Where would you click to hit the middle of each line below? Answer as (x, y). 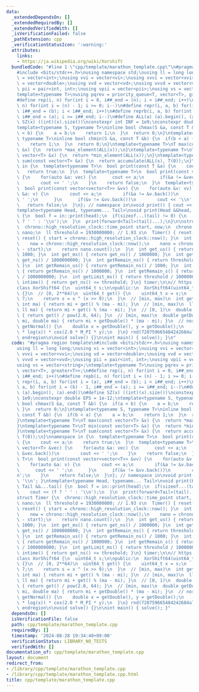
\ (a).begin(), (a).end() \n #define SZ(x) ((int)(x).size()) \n (95, 393)
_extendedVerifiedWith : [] (45, 28)
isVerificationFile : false (45, 619)
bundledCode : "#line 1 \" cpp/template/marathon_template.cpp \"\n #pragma (103, 67)
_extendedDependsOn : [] (41, 17)
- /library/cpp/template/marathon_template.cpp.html (73, 674)
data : (13, 12)
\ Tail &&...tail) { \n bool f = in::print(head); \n (83, 487)
